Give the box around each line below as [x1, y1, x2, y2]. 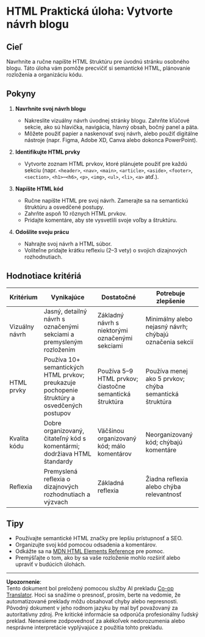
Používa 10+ [43, 355, 81, 364]
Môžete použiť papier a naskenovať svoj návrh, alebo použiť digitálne [24, 130, 198, 137]
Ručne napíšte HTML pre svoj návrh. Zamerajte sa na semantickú [24, 197, 189, 204]
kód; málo [97, 442, 126, 450]
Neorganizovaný [145, 430, 193, 439]
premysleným [43, 337, 83, 346]
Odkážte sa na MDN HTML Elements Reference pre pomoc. [15, 548, 165, 555]
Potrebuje [156, 289, 185, 298]
